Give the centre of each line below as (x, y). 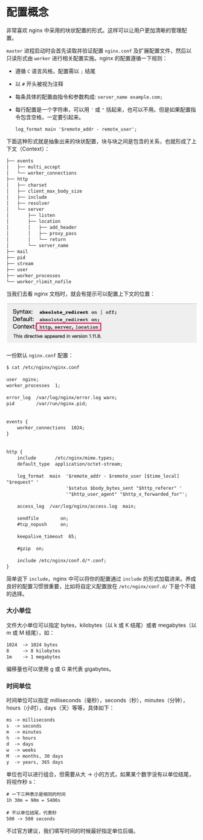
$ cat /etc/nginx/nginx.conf (43, 367)
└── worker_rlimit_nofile (39, 281)
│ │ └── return (36, 239)
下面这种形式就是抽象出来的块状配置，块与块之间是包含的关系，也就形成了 (99, 141)
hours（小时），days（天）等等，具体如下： (60, 708)
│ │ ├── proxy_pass (42, 233)
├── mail (17, 251)
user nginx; (23, 379)
